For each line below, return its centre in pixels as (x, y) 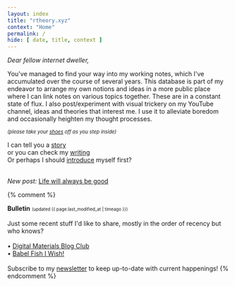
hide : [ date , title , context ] (55, 40)
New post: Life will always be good (58, 181)
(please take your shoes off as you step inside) (62, 132)
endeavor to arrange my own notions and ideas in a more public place (109, 89)
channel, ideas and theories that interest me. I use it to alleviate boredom (113, 112)
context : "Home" (31, 27)
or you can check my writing (49, 153)
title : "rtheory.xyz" (39, 20)
